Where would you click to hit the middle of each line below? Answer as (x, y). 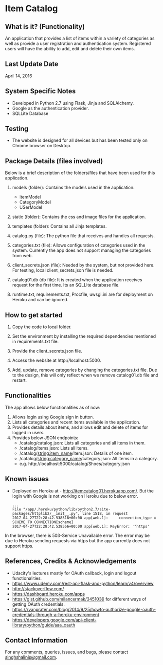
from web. (22, 256)
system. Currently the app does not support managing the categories (81, 250)
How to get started (34, 315)
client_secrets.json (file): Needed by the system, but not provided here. (83, 265)
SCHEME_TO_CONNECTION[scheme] (43, 522)
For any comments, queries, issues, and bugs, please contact (67, 652)
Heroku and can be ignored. (40, 300)
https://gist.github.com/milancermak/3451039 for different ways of (79, 599)
